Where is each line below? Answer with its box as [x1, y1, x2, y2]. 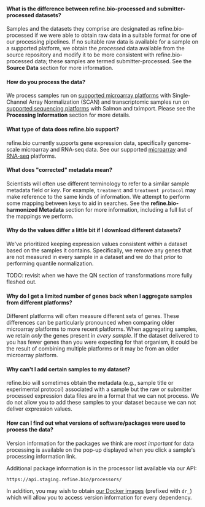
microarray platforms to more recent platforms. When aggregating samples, [6, 325, 198, 333]
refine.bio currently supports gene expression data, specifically [6, 139, 167, 147]
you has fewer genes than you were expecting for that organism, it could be [6, 338, 198, 346]
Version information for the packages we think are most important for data [6, 439, 195, 447]
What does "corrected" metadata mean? [6, 166, 112, 174]
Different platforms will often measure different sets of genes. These [6, 312, 179, 320]
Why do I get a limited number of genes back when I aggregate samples [6, 292, 193, 300]
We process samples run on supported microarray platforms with [6, 92, 171, 99]
